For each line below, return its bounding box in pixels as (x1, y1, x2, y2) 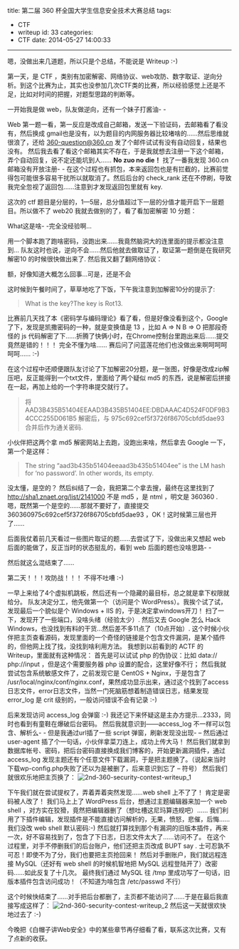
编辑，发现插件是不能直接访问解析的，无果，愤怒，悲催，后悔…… (38, 815, 230, 823)
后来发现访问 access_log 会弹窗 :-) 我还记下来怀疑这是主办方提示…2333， (7, 711, 225, 719)
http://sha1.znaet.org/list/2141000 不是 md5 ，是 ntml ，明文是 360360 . (7, 492, 218, 501)
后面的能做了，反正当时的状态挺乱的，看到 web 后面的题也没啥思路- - (7, 544, 212, 551)
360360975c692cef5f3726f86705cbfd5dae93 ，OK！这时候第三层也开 (7, 510, 217, 519)
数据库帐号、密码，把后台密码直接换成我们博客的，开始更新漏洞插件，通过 (7, 747, 225, 754)
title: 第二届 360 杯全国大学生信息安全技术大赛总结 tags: (7, 6, 172, 14)
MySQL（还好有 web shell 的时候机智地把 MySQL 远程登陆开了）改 (15, 859, 212, 868)
